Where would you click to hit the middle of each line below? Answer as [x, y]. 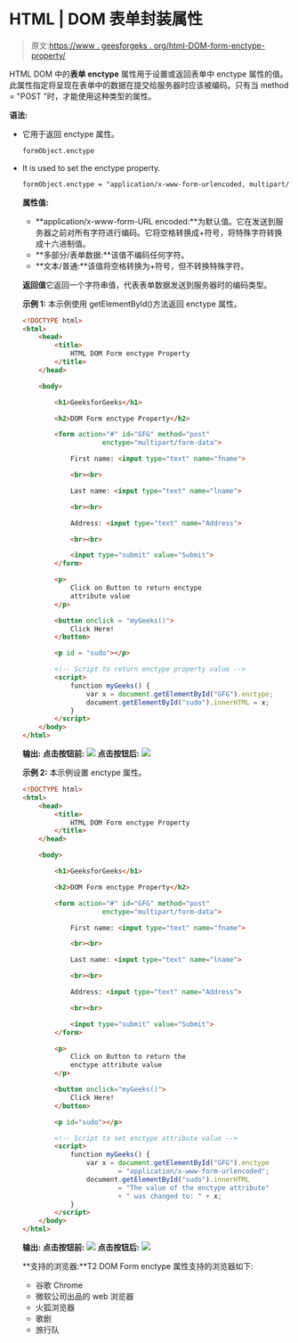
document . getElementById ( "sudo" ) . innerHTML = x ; [177, 702]
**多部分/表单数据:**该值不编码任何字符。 [112, 255]
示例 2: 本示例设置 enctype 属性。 [84, 773]
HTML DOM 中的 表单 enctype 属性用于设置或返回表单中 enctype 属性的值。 [149, 74]
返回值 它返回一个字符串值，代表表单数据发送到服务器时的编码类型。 [147, 285]
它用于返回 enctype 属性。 [71, 134]
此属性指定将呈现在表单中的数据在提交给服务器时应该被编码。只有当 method [149, 85]
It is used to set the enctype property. [91, 167]
